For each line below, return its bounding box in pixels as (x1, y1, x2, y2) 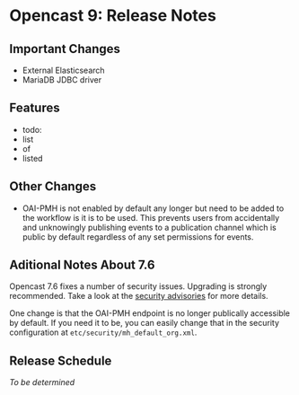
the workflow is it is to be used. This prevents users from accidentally (22, 212, 280, 223)
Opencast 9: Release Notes (9, 5, 217, 26)
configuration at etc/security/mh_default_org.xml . (9, 327, 198, 338)
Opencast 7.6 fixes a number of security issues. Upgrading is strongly (9, 281, 268, 292)
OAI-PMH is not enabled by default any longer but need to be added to (22, 203, 285, 214)
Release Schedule (9, 353, 112, 368)
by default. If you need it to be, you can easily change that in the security (9, 318, 280, 329)
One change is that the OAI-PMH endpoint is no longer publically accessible (9, 308, 290, 319)
